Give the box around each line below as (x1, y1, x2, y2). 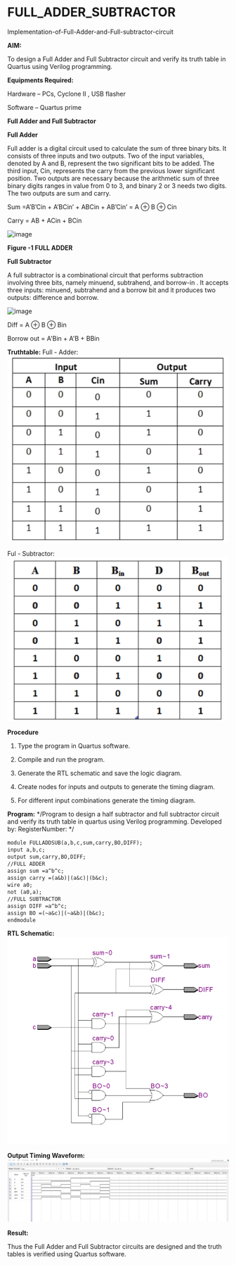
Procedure (7, 728, 39, 736)
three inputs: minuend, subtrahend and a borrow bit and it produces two (7, 286, 216, 294)
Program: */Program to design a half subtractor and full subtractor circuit (7, 810, 220, 818)
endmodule (7, 917, 37, 924)
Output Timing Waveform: (7, 1152, 86, 1160)
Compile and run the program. (17, 755, 105, 764)
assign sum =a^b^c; (7, 867, 65, 874)
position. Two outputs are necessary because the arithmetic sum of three (7, 174, 220, 182)
